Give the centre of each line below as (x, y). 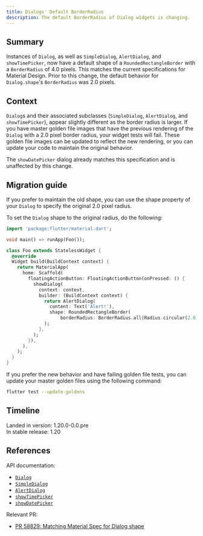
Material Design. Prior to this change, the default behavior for (82, 76)
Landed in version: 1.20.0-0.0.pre (47, 425)
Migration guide (37, 185)
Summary (25, 42)
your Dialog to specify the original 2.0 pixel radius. (69, 205)
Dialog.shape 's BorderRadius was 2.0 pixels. (61, 82)
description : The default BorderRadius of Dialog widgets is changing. (98, 18)
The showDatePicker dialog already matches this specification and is (91, 160)
